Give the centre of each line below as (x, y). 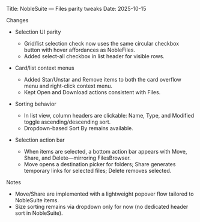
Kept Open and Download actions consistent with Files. (92, 92)
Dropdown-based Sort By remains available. (78, 128)
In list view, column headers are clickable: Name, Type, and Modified (109, 115)
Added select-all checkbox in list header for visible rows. (94, 56)
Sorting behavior (36, 104)
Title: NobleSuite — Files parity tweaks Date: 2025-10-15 (76, 9)
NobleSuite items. (37, 200)
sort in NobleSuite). (39, 213)
